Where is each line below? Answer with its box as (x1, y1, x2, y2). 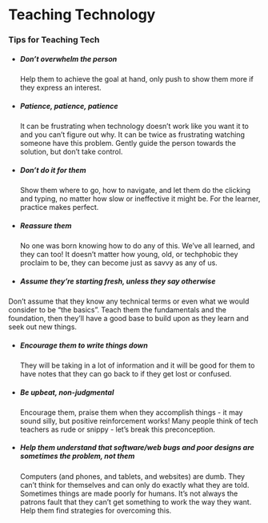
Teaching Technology (8, 6, 156, 24)
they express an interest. (19, 82, 102, 93)
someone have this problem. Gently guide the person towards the (19, 139, 236, 148)
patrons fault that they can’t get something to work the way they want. (19, 497, 252, 506)
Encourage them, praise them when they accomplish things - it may (19, 407, 243, 417)
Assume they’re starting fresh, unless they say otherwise (19, 276, 216, 286)
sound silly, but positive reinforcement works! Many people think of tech (19, 416, 258, 425)
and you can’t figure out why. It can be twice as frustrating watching (19, 130, 246, 139)
